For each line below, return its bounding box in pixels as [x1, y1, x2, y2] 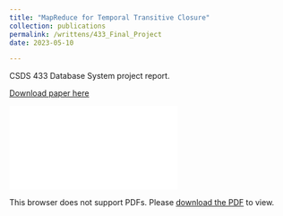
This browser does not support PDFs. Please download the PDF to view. [9, 197, 275, 208]
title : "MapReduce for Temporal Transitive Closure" [9, 13, 210, 22]
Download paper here [9, 88, 90, 99]
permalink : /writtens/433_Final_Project [9, 30, 163, 39]
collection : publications [9, 22, 106, 30]
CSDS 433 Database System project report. [9, 71, 170, 82]
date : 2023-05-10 [9, 38, 74, 48]
